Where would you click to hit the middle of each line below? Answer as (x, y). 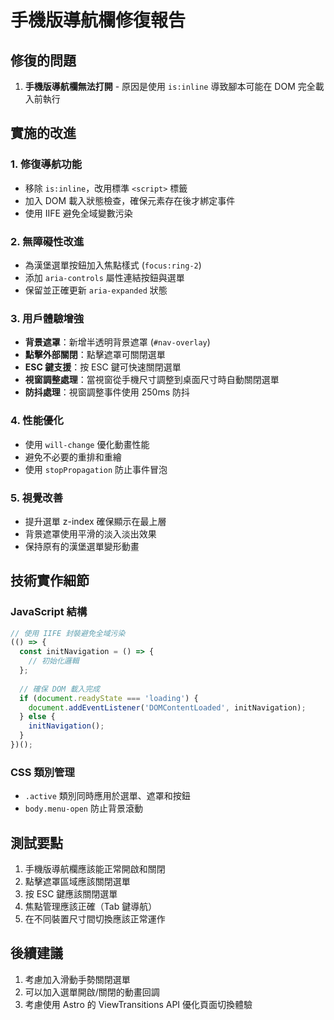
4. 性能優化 (37, 421)
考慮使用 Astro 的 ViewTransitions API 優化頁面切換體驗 (138, 1004)
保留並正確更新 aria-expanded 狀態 (96, 290)
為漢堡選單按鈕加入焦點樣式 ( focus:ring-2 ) (113, 265)
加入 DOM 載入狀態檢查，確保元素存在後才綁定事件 (130, 200)
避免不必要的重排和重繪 (73, 457)
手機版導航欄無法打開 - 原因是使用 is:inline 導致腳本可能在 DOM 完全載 (174, 86)
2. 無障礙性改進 (47, 241)
